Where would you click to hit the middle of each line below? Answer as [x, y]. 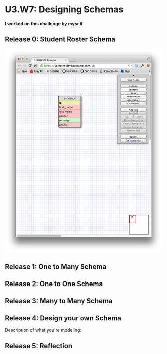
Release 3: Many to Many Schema [59, 301]
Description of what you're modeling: [43, 330]
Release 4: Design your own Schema [63, 318]
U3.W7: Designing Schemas [64, 9]
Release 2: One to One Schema [54, 284]
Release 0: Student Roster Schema [60, 40]
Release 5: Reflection [39, 346]
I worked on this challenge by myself [44, 23]
